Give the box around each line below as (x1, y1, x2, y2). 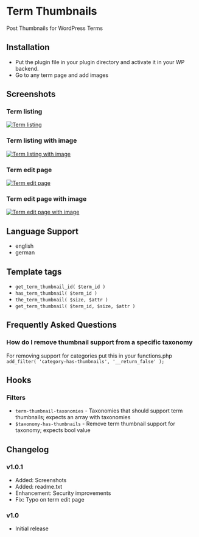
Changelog (6, 444, 49, 455)
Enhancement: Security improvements (15, 489, 111, 497)
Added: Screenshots (15, 477, 67, 484)
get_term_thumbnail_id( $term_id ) (15, 284, 106, 290)
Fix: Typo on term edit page (15, 496, 85, 503)
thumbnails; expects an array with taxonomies (15, 414, 131, 421)
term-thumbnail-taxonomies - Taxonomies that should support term (15, 407, 183, 414)
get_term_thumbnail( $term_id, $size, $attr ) (15, 303, 136, 309)
